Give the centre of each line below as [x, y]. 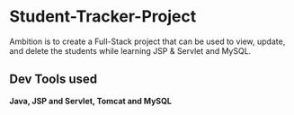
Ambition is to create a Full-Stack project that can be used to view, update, [147, 41]
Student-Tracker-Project [103, 17]
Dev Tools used [53, 80]
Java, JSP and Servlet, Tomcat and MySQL [91, 101]
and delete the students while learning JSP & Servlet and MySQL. [130, 50]
